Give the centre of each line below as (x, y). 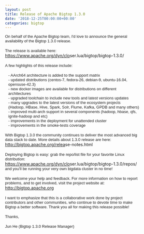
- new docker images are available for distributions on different (62, 89)
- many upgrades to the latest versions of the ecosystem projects (64, 103)
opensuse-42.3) (22, 85)
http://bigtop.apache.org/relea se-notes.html (49, 145)
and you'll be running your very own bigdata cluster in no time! (59, 169)
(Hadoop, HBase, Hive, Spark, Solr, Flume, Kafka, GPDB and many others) (73, 107)
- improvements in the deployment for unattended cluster (58, 121)
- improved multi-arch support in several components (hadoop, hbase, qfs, (72, 112)
